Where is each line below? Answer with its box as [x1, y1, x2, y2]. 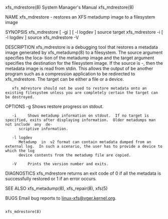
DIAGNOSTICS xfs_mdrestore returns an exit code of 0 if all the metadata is [5, 170, 161, 176]
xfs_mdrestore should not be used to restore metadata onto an [12, 86, 147, 91]
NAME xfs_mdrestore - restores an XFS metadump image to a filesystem [5, 14, 155, 20]
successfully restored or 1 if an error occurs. [5, 176, 97, 181]
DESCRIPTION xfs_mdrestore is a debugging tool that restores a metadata [5, 44, 158, 50]
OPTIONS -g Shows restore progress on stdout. [5, 103, 104, 110]
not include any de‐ [5, 122, 53, 127]
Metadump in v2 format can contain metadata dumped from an [18, 140, 151, 145]
